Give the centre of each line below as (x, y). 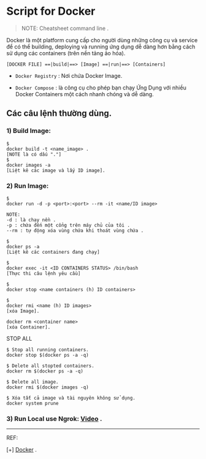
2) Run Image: (28, 186)
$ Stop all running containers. (48, 350)
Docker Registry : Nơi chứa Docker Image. (69, 75)
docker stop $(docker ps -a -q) (48, 355)
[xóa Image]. (23, 311)
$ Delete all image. (33, 382)
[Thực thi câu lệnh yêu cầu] (44, 273)
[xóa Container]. (29, 327)
